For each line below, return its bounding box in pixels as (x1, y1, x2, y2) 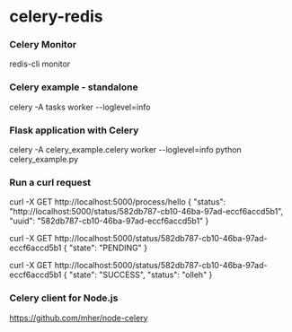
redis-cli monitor (9, 58, 71, 69)
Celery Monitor (9, 39, 77, 51)
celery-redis (9, 6, 103, 27)
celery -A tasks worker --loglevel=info (9, 101, 151, 112)
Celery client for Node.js (9, 292, 119, 304)
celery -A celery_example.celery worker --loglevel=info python (9, 144, 243, 155)
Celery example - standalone (9, 81, 138, 93)
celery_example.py (9, 154, 79, 165)
